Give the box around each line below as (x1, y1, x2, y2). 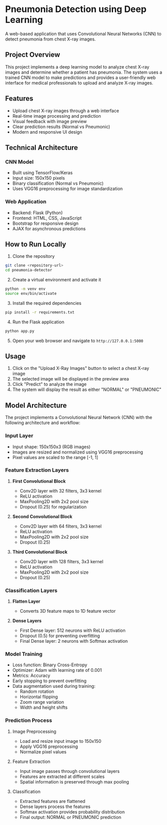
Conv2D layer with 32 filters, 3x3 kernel (19, 488, 102, 494)
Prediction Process (5, 717, 52, 724)
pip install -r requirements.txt (5, 309, 75, 315)
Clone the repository (12, 253, 55, 259)
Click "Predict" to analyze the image (12, 381, 87, 387)
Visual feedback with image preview (12, 118, 87, 124)
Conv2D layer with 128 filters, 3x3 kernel (19, 558, 104, 564)
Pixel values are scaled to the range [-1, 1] (12, 454, 99, 460)
